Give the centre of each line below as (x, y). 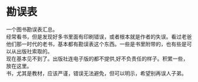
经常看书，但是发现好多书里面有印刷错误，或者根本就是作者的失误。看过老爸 (99, 36)
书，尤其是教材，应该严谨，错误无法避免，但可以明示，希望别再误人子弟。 (96, 73)
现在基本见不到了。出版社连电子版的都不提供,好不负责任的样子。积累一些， (97, 59)
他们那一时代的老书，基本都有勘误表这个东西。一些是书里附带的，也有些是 (96, 44)
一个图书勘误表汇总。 (32, 29)
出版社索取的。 (34, 51)
